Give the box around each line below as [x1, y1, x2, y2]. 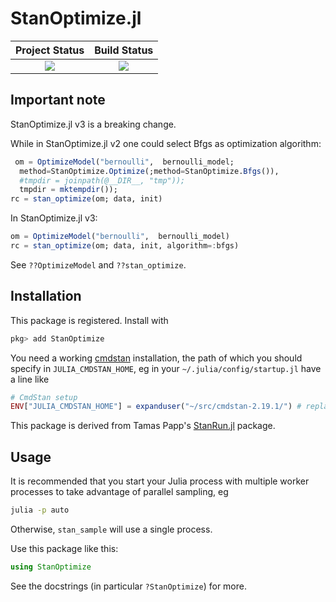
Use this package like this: [10, 543, 119, 554]
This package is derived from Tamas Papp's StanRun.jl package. [10, 420, 276, 432]
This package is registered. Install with [10, 314, 169, 326]
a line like [10, 373, 50, 385]
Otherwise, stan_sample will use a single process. [10, 523, 213, 535]
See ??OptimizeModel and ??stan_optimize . [10, 258, 187, 271]
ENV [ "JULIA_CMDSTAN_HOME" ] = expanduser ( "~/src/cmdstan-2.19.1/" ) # [10, 402, 302, 412]
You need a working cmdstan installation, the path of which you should [10, 352, 303, 364]
